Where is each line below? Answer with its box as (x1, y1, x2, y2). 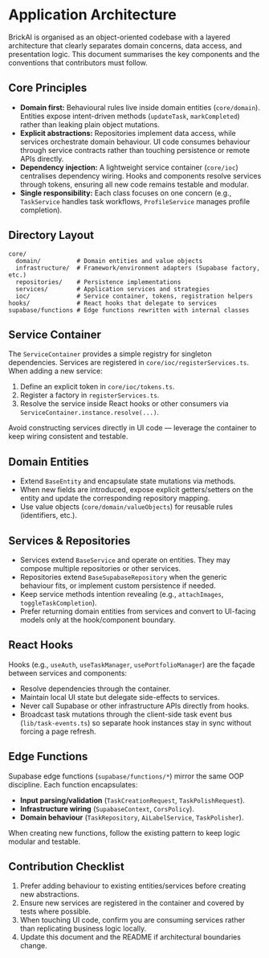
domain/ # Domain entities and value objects (15, 257, 203, 265)
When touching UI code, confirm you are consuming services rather (19, 915, 246, 925)
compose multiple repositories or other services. (19, 564, 181, 573)
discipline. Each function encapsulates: (8, 779, 138, 789)
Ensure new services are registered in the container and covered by (19, 898, 245, 908)
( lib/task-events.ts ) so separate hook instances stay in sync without (19, 717, 251, 727)
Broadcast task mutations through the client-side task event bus (19, 709, 233, 719)
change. (19, 941, 47, 951)
